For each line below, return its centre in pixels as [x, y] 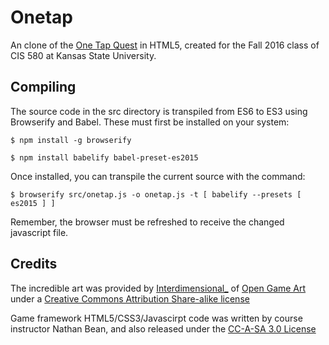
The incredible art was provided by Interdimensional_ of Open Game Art [158, 288]
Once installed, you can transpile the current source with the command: [158, 176]
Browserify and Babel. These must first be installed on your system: [150, 122]
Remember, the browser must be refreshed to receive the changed [147, 222]
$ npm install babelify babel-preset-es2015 [104, 157]
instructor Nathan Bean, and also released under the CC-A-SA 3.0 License [163, 328]
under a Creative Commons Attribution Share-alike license [130, 298]
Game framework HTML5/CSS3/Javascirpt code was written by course [156, 318]
